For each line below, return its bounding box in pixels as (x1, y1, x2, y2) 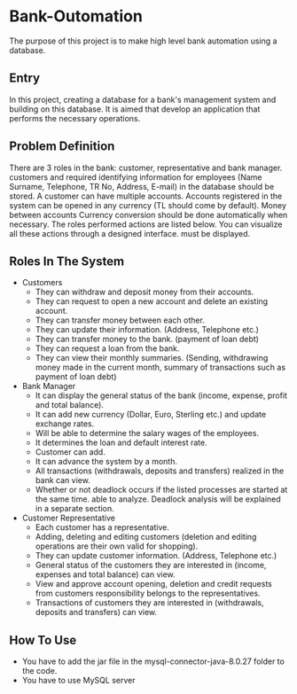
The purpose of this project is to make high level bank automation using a (9, 35, 277, 46)
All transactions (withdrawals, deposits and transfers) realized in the (35, 465, 285, 476)
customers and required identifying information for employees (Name (9, 171, 263, 183)
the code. (21, 666, 58, 676)
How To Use (9, 632, 77, 648)
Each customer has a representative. (35, 522, 170, 533)
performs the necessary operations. (9, 113, 141, 123)
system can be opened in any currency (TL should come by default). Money (9, 199, 286, 210)
